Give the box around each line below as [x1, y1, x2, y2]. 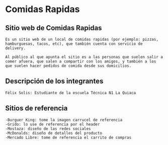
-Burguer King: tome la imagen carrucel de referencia [5, 117, 123, 122]
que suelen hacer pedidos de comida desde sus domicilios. [5, 63, 132, 68]
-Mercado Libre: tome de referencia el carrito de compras [5, 135, 132, 140]
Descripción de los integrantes [5, 77, 104, 86]
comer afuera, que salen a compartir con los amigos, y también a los [5, 59, 156, 64]
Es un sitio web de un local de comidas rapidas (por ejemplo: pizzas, [5, 37, 158, 42]
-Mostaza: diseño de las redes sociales [5, 126, 92, 131]
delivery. [5, 46, 26, 51]
